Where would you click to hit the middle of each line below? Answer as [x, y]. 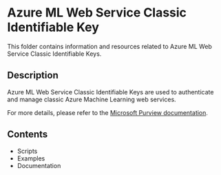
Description [33, 75]
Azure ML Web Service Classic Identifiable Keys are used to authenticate [110, 92]
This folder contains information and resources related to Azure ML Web [109, 46]
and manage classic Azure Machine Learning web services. [92, 99]
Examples [31, 158]
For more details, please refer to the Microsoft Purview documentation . [108, 112]
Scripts [27, 151]
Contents [28, 135]
